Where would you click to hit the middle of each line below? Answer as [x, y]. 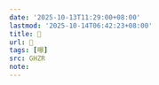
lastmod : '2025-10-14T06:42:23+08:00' [81, 26]
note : [19, 67]
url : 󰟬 [21, 42]
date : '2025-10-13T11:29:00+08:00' [75, 17]
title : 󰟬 [25, 34]
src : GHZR [28, 58]
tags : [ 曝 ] [29, 50]
